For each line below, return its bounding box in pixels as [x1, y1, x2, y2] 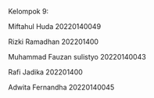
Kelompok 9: [8, 7, 49, 16]
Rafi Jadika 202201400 [8, 67, 84, 77]
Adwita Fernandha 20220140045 [8, 82, 115, 92]
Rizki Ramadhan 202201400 [8, 37, 99, 46]
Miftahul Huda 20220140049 [8, 22, 102, 31]
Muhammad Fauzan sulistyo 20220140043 [8, 53, 146, 61]
